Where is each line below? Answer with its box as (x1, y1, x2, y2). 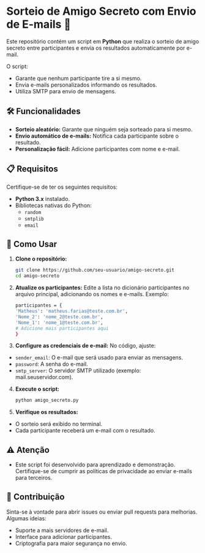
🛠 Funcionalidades (6, 106, 81, 117)
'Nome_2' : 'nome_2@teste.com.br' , (15, 313, 103, 320)
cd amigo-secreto (15, 273, 60, 279)
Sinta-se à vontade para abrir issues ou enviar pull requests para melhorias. (6, 508, 198, 516)
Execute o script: (15, 385, 60, 393)
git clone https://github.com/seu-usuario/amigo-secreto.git (15, 267, 175, 273)
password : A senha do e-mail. (15, 361, 88, 368)
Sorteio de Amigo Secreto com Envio (6, 4, 197, 18)
